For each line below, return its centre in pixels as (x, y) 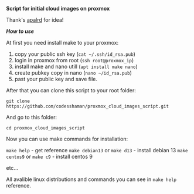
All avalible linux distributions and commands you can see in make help (91, 179)
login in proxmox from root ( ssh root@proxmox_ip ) (74, 60)
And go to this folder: (32, 117)
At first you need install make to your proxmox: (62, 43)
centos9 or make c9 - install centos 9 (49, 156)
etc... (12, 168)
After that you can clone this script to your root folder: (71, 90)
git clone (18, 101)
